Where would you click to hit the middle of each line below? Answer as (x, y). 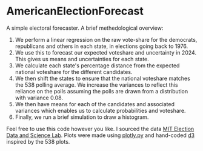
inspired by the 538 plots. (38, 141)
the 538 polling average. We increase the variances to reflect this (96, 85)
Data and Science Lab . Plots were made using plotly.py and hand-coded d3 (101, 135)
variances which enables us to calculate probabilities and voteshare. (100, 110)
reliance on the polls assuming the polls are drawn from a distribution (101, 91)
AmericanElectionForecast (75, 11)
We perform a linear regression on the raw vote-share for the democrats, (106, 39)
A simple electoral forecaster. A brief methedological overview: (85, 28)
